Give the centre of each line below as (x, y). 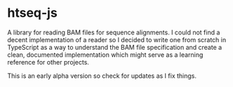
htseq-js (32, 13)
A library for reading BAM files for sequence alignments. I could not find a (114, 32)
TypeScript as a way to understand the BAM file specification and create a (115, 47)
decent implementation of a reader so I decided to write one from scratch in (117, 39)
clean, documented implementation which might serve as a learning (105, 55)
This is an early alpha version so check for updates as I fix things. (102, 76)
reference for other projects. (48, 62)
